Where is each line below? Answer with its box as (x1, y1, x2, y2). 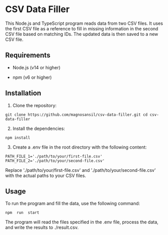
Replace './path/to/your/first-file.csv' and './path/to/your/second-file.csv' (5, 167, 156, 173)
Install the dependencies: (12, 125, 66, 131)
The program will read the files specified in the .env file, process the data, (5, 219, 159, 225)
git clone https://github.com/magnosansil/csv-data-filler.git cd (5, 112, 148, 117)
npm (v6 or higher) (12, 74, 52, 80)
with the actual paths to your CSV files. (5, 172, 86, 178)
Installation (5, 89, 41, 98)
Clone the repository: (12, 102, 57, 108)
